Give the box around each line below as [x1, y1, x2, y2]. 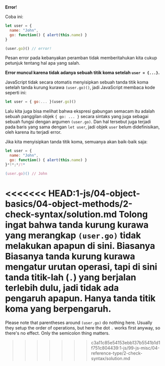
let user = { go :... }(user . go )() [5, 99, 77, 104]
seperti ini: [5, 90, 27, 96]
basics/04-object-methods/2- [5, 198, 132, 209]
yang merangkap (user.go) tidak [5, 230, 141, 241]
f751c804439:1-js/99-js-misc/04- [91, 345, 160, 351]
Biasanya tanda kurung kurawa [5, 250, 135, 262]
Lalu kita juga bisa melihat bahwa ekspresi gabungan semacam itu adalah [5, 108, 155, 114]
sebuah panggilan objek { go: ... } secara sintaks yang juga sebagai [5, 114, 149, 120]
